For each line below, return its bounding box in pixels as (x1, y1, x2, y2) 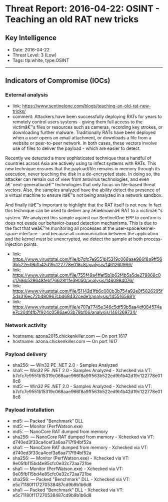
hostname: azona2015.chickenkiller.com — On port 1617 (12, 333, 127, 339)
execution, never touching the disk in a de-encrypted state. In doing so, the (5, 171, 160, 177)
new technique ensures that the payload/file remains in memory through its (5, 165, 160, 171)
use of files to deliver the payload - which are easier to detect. (12, 145, 141, 151)
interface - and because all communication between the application (19, 230, 158, 236)
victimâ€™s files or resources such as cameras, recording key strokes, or (12, 124, 163, 130)
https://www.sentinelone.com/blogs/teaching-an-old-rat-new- (22, 103, 151, 109)
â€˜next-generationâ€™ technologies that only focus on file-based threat (5, 181, 156, 187)
